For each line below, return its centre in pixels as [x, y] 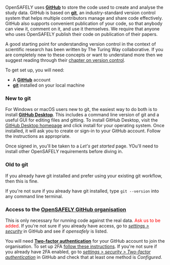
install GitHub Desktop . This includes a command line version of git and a [82, 115]
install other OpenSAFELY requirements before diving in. [64, 152]
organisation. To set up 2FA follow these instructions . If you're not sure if [81, 246]
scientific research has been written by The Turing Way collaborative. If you [84, 49]
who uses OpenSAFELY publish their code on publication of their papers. [82, 34]
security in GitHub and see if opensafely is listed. [57, 231]
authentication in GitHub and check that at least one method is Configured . [84, 257]
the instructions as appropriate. [38, 136]
